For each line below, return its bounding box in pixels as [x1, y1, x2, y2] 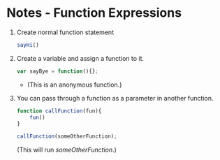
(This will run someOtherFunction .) [16, 145, 117, 154]
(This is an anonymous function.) [27, 80, 122, 89]
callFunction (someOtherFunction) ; [16, 133, 117, 140]
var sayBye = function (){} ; [16, 68, 98, 75]
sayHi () [16, 41, 39, 48]
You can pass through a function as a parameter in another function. [16, 94, 214, 102]
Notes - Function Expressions [6, 5, 182, 21]
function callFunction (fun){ [16, 107, 102, 115]
